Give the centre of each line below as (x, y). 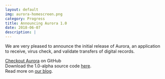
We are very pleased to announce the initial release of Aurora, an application (83, 46)
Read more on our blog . (29, 71)
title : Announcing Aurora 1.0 (36, 23)
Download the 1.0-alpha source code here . (48, 66)
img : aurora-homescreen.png (34, 14)
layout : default (22, 10)
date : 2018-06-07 (23, 28)
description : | (21, 32)
